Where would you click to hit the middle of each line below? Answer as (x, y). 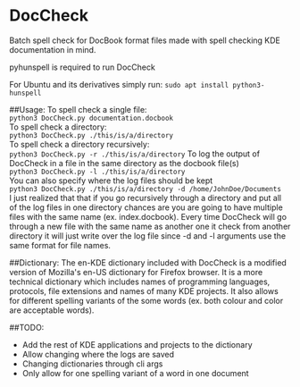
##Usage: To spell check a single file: (78, 109)
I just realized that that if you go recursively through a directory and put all (146, 198)
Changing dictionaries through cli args (92, 364)
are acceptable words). (52, 310)
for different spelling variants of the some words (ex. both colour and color (146, 300)
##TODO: (27, 327)
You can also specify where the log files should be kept (111, 181)
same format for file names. (60, 245)
